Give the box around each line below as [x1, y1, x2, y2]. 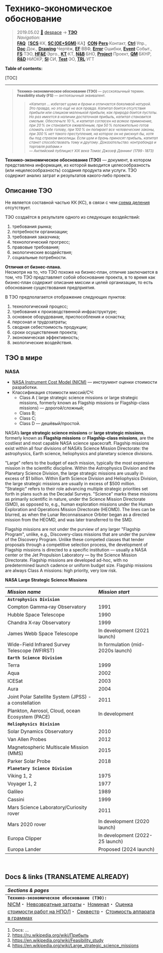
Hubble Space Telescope [7, 611, 65, 618]
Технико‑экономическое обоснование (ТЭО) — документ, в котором [5, 157, 151, 163]
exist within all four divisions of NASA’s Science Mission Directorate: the [5, 445, 149, 451]
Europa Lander [7, 846, 41, 853]
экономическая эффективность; [12, 334, 79, 340]
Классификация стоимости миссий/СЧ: [12, 389, 94, 395]
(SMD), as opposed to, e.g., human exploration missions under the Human [5, 501, 153, 507]
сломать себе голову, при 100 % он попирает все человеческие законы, [29, 127, 155, 132]
